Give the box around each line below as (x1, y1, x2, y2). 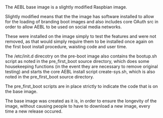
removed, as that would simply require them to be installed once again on (5, 39, 154, 44)
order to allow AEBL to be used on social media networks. (5, 24, 122, 30)
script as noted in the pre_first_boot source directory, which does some (5, 59, 150, 64)
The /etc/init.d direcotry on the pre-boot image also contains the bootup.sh (5, 53, 157, 59)
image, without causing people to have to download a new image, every (5, 103, 151, 109)
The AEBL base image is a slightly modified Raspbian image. (5, 4, 128, 10)
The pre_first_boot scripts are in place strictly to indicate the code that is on (5, 83, 158, 89)
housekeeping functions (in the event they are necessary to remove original (5, 63, 158, 69)
